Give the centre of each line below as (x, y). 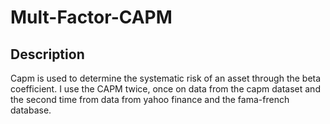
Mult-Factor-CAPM (91, 17)
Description (47, 54)
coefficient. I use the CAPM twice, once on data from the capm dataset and (165, 89)
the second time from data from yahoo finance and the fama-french (150, 99)
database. (31, 110)
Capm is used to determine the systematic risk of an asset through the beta (166, 78)
